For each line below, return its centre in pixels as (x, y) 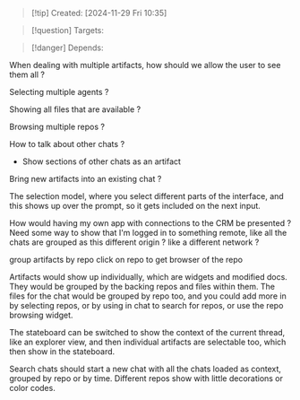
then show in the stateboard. (62, 352)
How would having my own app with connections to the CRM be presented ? (150, 223)
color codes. (32, 388)
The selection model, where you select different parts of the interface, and (146, 196)
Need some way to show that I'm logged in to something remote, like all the (148, 233)
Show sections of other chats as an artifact (102, 161)
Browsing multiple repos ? (57, 126)
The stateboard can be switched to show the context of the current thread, (147, 332)
